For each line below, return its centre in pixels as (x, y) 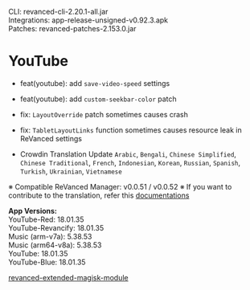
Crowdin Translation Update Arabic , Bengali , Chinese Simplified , (128, 154)
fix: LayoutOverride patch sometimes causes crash (104, 114)
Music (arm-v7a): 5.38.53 (50, 236)
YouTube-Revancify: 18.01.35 (56, 227)
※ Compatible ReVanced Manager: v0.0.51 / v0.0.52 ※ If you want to (120, 186)
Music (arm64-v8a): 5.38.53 (55, 245)
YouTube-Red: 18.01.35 (46, 219)
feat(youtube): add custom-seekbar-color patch (98, 99)
